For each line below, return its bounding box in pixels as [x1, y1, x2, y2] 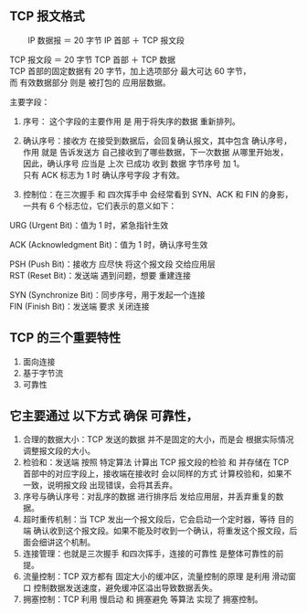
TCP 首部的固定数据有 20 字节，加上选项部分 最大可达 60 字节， [9, 65, 251, 76]
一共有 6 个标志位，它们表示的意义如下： [22, 200, 177, 211]
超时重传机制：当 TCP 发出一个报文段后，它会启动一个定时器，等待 [22, 514, 276, 525]
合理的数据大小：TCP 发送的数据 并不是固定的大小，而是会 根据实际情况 [22, 434, 294, 445]
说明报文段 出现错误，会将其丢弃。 [47, 480, 178, 491]
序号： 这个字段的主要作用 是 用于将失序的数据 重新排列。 [22, 115, 240, 126]
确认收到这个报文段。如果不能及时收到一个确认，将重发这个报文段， [33, 525, 290, 536]
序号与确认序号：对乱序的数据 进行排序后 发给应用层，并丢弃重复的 [22, 491, 276, 502]
